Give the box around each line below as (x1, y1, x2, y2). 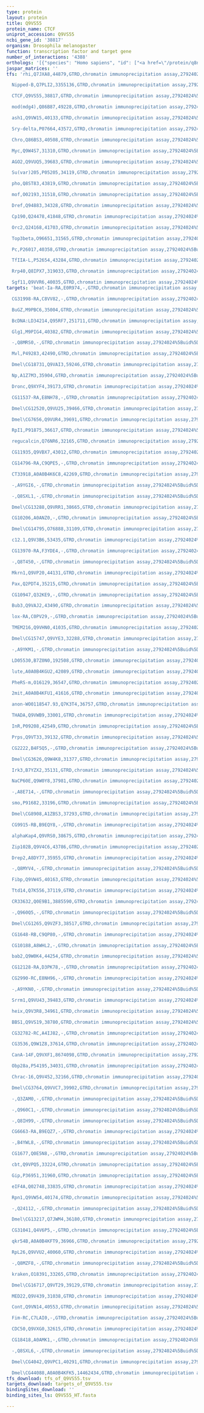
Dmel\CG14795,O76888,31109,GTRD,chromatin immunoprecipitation (12, 526, 175, 532)
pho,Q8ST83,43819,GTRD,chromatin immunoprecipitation (12, 180, 151, 187)
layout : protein (6, 15, 47, 21)
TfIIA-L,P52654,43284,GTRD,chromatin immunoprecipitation (12, 257, 162, 264)
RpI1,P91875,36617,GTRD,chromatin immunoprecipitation (12, 427, 154, 434)
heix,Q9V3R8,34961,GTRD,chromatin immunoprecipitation (12, 1008, 154, 1014)
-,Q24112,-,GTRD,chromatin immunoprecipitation (12, 1205, 135, 1211)
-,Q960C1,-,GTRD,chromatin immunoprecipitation (12, 1106, 135, 1113)
